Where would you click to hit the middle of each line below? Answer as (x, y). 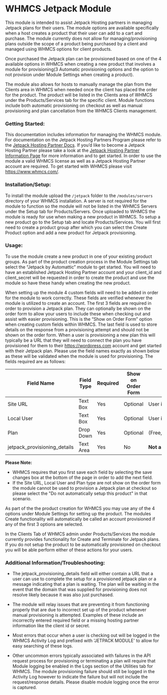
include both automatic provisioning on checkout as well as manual (74, 105)
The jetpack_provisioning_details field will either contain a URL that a (83, 574)
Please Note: (19, 463)
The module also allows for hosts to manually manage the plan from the (78, 84)
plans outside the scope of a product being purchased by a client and (76, 43)
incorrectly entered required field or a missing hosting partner (76, 620)
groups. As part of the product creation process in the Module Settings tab (82, 261)
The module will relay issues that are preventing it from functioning (81, 605)
